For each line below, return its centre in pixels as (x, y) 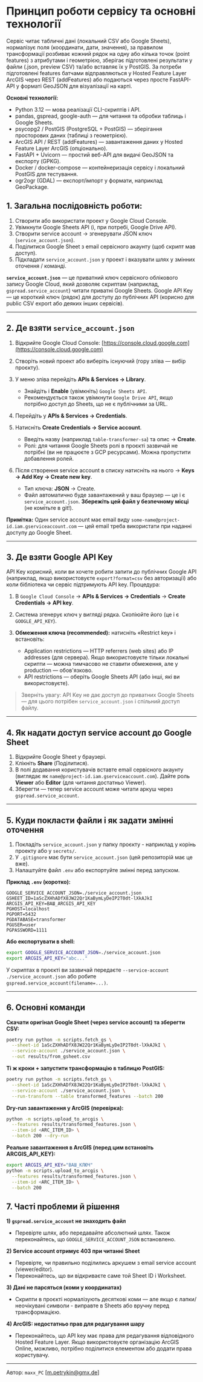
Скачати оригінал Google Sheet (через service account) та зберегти (96, 1022)
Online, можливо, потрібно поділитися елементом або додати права (103, 1349)
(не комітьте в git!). (49, 507)
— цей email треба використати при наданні (135, 526)
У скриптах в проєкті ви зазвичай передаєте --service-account (88, 970)
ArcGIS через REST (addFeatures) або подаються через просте (87, 80)
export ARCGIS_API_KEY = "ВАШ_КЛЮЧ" (50, 1165)
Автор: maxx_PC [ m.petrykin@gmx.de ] (53, 1372)
